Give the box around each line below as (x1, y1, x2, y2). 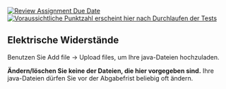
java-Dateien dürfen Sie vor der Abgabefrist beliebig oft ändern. (7, 74, 194, 82)
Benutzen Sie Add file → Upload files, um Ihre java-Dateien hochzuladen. (7, 53, 220, 61)
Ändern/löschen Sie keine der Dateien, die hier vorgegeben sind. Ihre (7, 67, 214, 75)
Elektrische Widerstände (7, 34, 119, 46)
